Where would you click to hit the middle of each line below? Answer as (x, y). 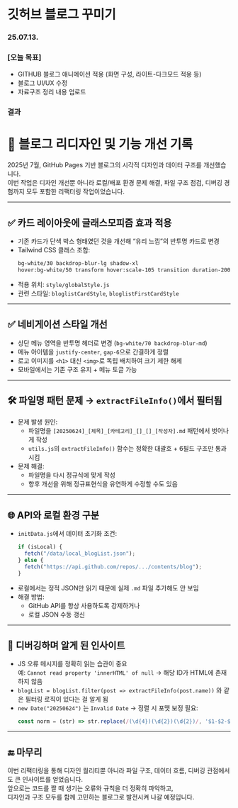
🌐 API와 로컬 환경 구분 (53, 515)
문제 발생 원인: (38, 422)
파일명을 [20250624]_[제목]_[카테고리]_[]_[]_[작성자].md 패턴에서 (119, 431)
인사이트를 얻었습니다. (53, 780)
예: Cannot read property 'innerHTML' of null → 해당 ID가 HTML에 (115, 673)
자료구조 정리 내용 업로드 (52, 92)
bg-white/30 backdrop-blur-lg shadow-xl (78, 264)
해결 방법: (31, 597)
